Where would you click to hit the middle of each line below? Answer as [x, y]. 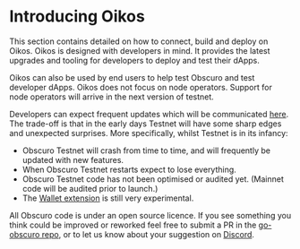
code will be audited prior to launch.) [90, 188]
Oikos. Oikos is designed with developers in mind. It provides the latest [140, 50]
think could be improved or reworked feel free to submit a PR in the [133, 225]
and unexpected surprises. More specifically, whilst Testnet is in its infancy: [149, 133]
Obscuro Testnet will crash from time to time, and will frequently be [146, 150]
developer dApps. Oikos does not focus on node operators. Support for [141, 87]
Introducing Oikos [77, 17]
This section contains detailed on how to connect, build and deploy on [139, 41]
